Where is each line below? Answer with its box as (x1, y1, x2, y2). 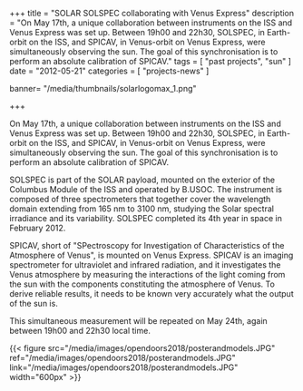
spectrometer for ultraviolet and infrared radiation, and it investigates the (9, 259, 281, 270)
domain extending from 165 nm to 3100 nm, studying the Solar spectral (9, 203, 275, 214)
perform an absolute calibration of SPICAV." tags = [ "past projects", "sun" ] (9, 56, 292, 66)
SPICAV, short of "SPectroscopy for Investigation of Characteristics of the (9, 240, 285, 250)
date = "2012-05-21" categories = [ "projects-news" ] (9, 65, 210, 76)
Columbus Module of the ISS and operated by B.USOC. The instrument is (9, 184, 283, 194)
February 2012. (9, 222, 66, 233)
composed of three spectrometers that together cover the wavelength (9, 194, 271, 204)
